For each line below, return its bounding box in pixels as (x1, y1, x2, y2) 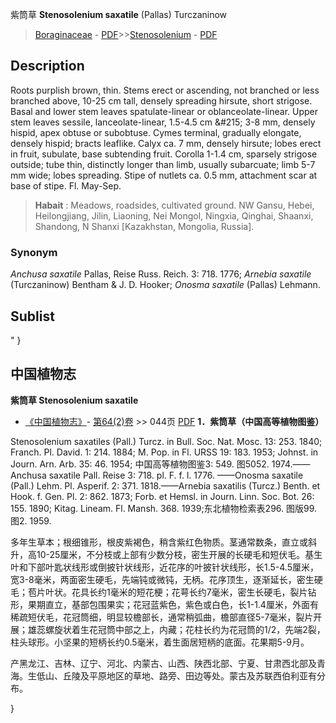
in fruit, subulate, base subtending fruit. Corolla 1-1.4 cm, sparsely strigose (10, 148, 318, 160)
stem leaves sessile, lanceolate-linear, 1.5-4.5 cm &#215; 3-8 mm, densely (10, 116, 316, 128)
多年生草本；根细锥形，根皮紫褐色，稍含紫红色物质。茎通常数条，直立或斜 (10, 536, 317, 548)
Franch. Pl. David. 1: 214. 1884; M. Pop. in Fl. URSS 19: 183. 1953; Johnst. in (10, 446, 319, 458)
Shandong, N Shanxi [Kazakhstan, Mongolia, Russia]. (34, 220, 255, 232)
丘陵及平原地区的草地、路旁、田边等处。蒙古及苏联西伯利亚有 (62, 669, 317, 682)
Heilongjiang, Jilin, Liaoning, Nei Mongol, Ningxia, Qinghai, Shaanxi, (34, 209, 314, 222)
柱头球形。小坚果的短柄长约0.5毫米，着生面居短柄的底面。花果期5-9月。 (10, 636, 310, 648)
